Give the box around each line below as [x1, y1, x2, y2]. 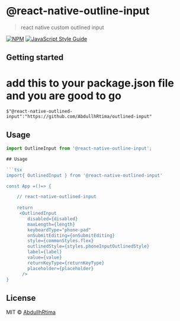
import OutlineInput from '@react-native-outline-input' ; [6, 145, 152, 152]
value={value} [27, 255, 62, 260]
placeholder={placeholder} [27, 265, 94, 271]
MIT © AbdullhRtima [6, 309, 56, 316]
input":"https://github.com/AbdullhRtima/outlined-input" [6, 114, 152, 120]
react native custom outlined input [20, 24, 105, 31]
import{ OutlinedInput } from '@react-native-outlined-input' [6, 172, 163, 179]
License [6, 293, 36, 303]
